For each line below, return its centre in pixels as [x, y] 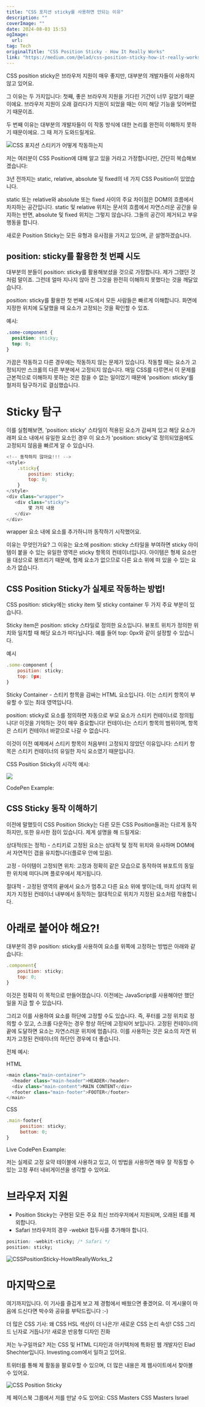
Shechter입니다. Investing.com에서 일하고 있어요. [66, 1352]
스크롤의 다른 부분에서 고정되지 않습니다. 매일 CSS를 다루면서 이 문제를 [112, 370]
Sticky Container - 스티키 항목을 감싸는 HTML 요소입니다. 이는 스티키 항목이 [98, 695]
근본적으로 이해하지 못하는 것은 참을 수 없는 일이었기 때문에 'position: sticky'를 [100, 377]
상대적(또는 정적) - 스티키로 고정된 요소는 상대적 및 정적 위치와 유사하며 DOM [98, 845]
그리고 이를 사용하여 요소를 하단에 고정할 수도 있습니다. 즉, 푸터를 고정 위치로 [97, 1015]
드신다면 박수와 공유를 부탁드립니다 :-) [63, 1311]
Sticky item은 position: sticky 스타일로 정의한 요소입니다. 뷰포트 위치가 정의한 [99, 625]
